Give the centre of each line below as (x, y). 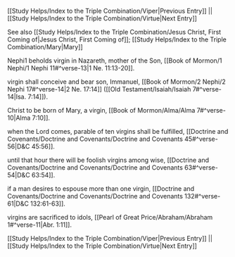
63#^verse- (201, 168)
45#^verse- (201, 139)
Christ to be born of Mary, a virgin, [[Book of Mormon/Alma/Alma (101, 110)
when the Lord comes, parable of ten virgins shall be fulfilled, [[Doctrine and (118, 131)
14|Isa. (17, 96)
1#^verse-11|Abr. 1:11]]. (40, 225)
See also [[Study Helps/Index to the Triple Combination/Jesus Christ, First (114, 32)
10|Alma (19, 118)
